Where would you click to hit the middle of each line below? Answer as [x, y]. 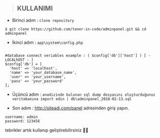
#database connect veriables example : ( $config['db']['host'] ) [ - [78, 55]
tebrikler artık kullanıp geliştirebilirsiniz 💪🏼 [47, 130]
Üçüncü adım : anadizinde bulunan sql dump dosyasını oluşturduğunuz [84, 94]
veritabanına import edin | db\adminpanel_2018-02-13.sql [72, 99]
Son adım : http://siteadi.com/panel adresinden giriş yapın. [71, 108]
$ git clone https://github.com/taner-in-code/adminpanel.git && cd [76, 29]
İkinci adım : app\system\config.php [48, 42]
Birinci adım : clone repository [43, 20]
